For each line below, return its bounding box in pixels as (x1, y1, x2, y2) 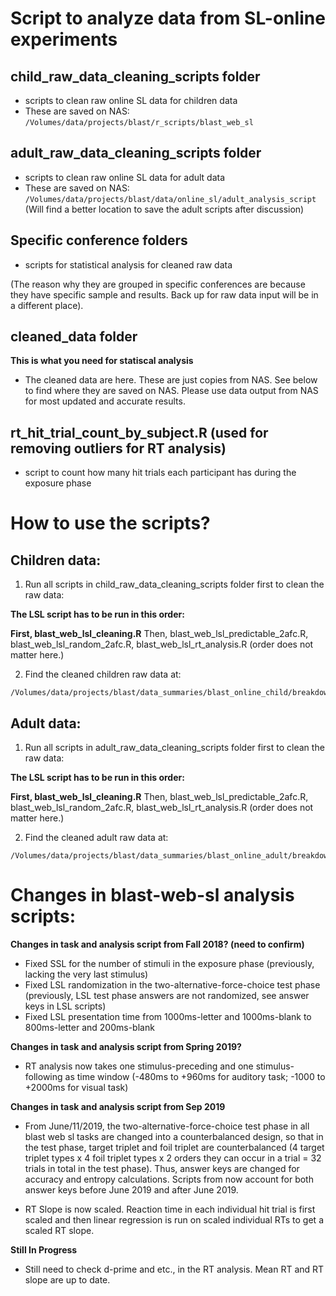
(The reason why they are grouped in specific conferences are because (10, 278, 306, 290)
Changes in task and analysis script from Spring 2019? (10, 1041, 242, 1052)
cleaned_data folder (10, 328, 138, 346)
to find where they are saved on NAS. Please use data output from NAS (24, 385, 319, 397)
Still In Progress (10, 1244, 78, 1256)
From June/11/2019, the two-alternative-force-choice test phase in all (24, 1120, 310, 1132)
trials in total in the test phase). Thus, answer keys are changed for (24, 1163, 300, 1174)
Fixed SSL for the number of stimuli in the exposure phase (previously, (24, 958, 315, 969)
